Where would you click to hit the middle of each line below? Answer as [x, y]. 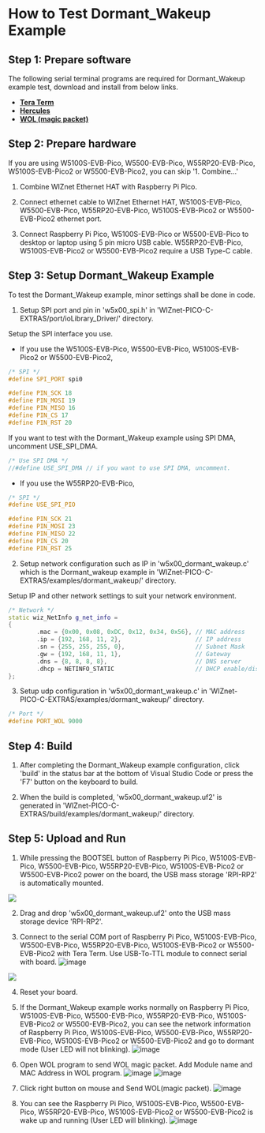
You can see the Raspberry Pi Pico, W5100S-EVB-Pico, [109, 1103]
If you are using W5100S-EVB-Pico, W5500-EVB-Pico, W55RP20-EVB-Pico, [132, 163]
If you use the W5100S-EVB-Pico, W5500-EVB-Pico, [105, 349]
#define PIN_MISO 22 [42, 534]
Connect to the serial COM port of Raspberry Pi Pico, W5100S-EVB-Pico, [138, 936]
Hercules [35, 111]
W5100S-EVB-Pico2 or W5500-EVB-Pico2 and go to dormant [155, 1041]
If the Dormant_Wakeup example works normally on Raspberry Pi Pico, [134, 1007]
